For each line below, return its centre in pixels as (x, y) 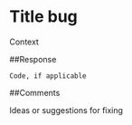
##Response (33, 59)
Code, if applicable (48, 76)
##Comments (35, 92)
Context (24, 42)
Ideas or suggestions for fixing (66, 110)
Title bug (44, 17)
